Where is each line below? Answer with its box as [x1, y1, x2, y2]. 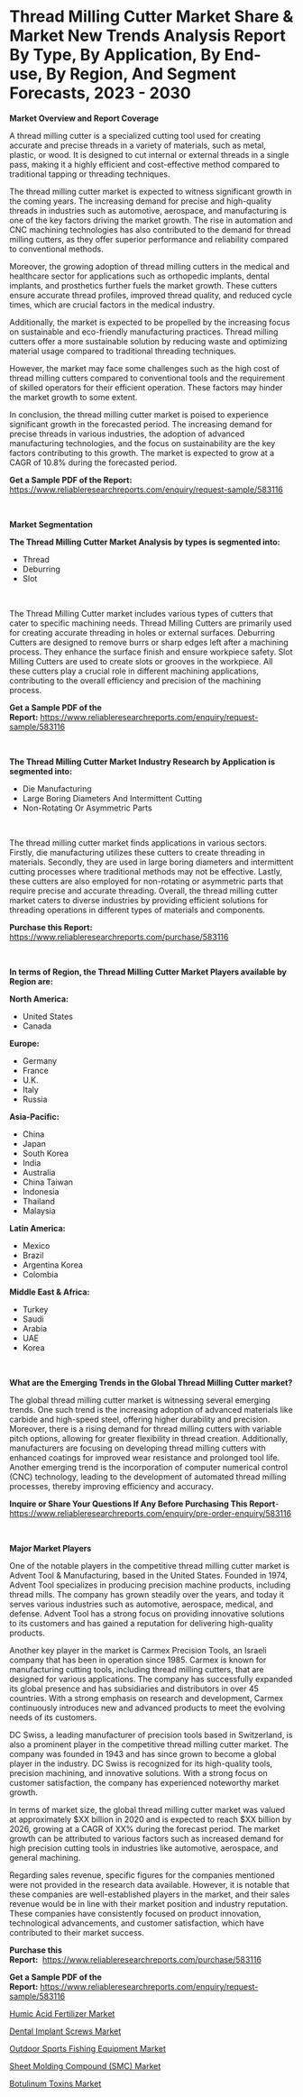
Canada [22, 1021, 52, 1031]
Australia [22, 1167, 56, 1177]
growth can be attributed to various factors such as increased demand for [9, 1833, 284, 1844]
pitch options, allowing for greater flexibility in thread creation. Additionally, [9, 1433, 289, 1443]
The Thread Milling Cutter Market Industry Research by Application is [9, 755, 275, 767]
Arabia [22, 1323, 48, 1333]
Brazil [22, 1250, 44, 1260]
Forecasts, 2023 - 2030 [9, 83, 191, 104]
